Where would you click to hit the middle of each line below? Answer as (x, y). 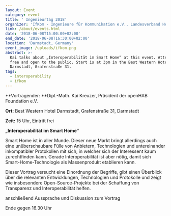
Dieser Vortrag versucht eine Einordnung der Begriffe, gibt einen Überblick (83, 172)
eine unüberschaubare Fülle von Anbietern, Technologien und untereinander (85, 146)
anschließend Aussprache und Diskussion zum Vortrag (63, 198)
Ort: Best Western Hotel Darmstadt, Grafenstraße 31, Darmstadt (72, 111)
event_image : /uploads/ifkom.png (41, 48)
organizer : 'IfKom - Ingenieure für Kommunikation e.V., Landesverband (83, 24)
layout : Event (20, 10)
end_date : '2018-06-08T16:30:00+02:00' (48, 39)
